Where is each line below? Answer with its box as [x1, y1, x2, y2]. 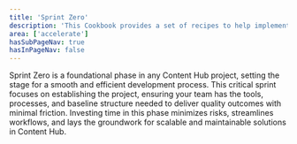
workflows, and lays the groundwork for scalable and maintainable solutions [9, 117, 287, 128]
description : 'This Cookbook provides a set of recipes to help [9, 21, 251, 30]
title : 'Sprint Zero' [9, 12, 89, 22]
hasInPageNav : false [9, 46, 86, 55]
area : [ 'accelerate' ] [9, 29, 89, 38]
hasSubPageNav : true [9, 37, 86, 47]
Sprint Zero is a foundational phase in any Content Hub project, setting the [9, 70, 280, 80]
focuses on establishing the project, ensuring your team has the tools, [9, 89, 263, 100]
